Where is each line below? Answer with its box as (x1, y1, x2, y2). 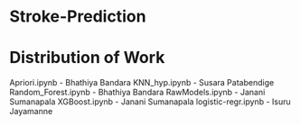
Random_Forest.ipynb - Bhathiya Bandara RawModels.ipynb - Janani (9, 87, 266, 98)
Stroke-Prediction (9, 6, 146, 27)
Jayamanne (9, 106, 53, 117)
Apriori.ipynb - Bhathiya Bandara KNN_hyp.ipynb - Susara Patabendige (9, 77, 275, 88)
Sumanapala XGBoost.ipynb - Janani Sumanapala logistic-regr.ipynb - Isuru (9, 96, 291, 107)
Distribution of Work (9, 48, 165, 68)
